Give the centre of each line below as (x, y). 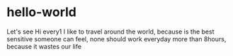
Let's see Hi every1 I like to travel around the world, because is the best (110, 31)
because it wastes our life (44, 46)
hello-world (42, 12)
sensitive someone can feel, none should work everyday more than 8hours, (116, 38)
